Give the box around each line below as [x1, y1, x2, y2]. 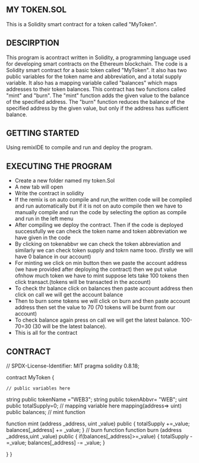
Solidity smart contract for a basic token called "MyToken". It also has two [6, 66, 187, 73]
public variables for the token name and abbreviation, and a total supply [6, 73, 182, 80]
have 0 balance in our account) [14, 253, 91, 260]
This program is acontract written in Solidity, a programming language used [6, 54, 191, 61]
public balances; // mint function [6, 409, 86, 416]
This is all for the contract [14, 329, 78, 337]
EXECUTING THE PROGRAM [6, 161, 112, 171]
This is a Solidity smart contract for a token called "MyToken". [6, 20, 157, 27]
